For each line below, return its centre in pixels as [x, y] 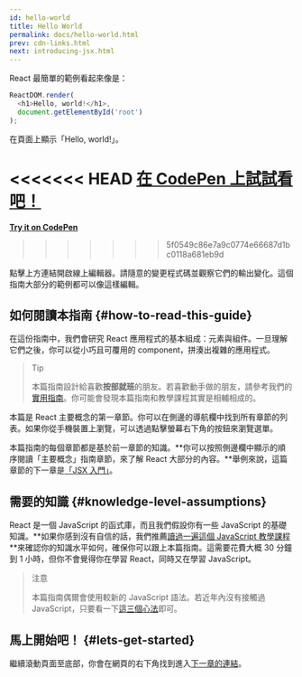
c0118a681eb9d [195, 254]
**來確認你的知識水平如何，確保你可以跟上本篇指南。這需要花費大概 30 [142, 548]
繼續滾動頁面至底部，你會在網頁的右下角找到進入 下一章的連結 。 [128, 663]
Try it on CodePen [44, 227]
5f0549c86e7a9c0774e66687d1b [229, 244]
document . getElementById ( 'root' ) [80, 112]
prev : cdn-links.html [50, 43]
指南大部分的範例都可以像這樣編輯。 [77, 284]
